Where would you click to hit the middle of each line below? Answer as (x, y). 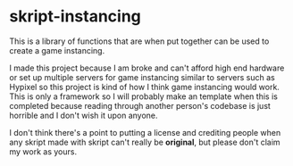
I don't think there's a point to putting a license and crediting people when (145, 132)
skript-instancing (75, 17)
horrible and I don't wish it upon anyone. (84, 115)
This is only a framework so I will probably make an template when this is (144, 96)
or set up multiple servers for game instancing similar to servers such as (142, 77)
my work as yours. (43, 151)
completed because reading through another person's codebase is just (140, 105)
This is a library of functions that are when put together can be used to (139, 41)
